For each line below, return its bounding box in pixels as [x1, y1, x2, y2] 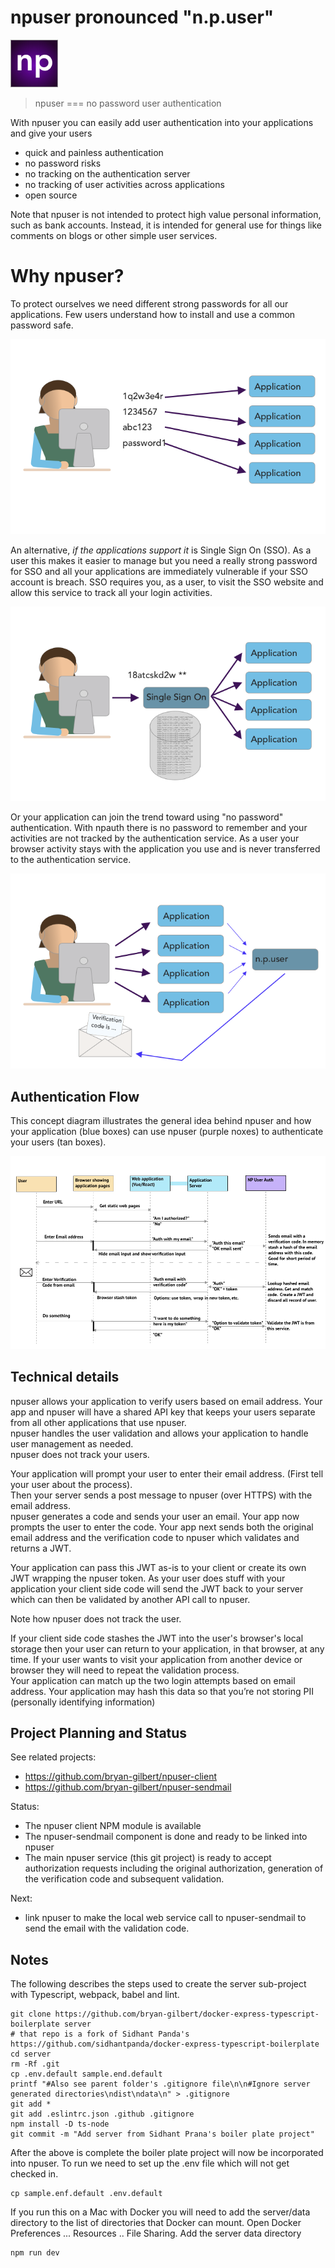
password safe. [10, 319, 74, 331]
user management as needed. [10, 1437, 134, 1450]
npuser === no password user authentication [34, 97, 222, 109]
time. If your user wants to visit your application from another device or [10, 1653, 303, 1665]
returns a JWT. [10, 1542, 72, 1554]
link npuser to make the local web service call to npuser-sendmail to [24, 1912, 307, 1924]
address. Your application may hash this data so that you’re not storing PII [10, 1685, 314, 1697]
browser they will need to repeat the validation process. [10, 1664, 240, 1676]
